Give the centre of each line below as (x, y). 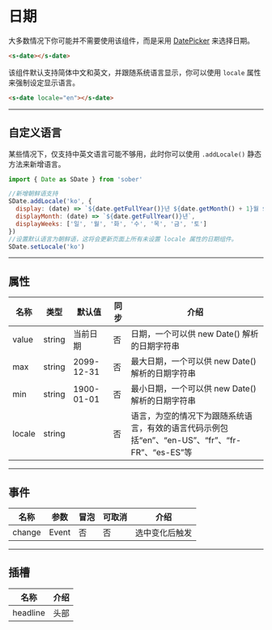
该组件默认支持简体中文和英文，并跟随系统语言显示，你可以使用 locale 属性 (135, 72)
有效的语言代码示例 (184, 428)
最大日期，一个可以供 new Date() (193, 361)
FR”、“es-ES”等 (161, 453)
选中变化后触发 (164, 533)
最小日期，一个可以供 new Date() (193, 389)
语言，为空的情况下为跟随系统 (188, 416)
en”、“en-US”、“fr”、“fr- (192, 441)
